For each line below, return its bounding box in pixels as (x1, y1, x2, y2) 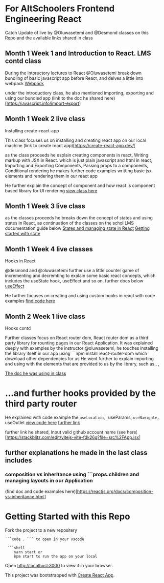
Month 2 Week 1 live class (5, 312, 86, 320)
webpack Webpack (5, 80, 44, 86)
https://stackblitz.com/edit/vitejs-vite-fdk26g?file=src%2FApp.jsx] (6, 434, 141, 440)
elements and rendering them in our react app (5, 173, 98, 179)
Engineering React (5, 13, 82, 25)
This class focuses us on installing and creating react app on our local (5, 137, 146, 143)
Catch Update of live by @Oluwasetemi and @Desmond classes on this (5, 30, 149, 35)
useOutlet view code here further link (5, 419, 80, 426)
